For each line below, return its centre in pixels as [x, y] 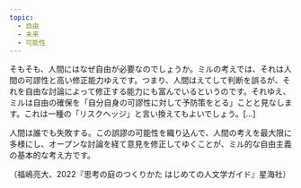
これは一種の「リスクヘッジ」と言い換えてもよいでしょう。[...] [140, 114]
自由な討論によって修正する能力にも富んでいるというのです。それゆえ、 [158, 91]
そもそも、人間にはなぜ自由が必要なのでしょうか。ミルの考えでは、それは [147, 69]
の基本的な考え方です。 [53, 155]
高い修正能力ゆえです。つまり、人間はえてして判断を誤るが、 [169, 81]
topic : [22, 17]
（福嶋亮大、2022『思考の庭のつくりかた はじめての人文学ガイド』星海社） [150, 175]
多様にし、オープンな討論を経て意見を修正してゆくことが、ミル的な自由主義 [150, 144]
